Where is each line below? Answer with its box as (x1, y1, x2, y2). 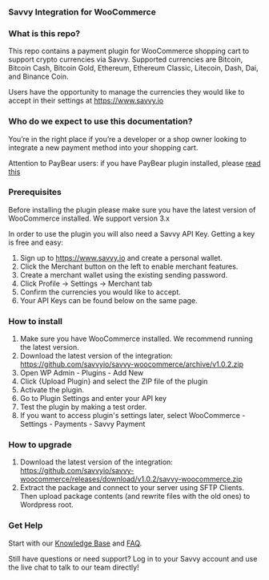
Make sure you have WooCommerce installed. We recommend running (19, 334, 254, 343)
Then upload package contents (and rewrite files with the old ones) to (19, 492, 251, 501)
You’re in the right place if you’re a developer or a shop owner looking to (8, 134, 247, 144)
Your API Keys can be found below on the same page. (19, 295, 198, 305)
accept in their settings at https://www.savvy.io (8, 95, 164, 106)
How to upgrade (8, 440, 72, 451)
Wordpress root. (19, 500, 74, 509)
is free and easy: (8, 237, 64, 247)
